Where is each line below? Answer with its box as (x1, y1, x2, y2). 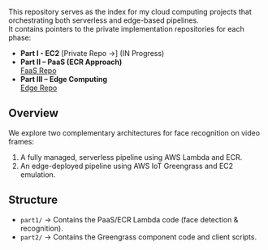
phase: (8, 32, 32, 42)
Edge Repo (19, 83, 58, 93)
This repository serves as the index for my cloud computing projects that (8, 7, 252, 16)
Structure (8, 193, 58, 207)
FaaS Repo (19, 66, 57, 75)
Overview (8, 106, 59, 120)
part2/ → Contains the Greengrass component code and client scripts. (19, 231, 257, 242)
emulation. (19, 170, 56, 179)
